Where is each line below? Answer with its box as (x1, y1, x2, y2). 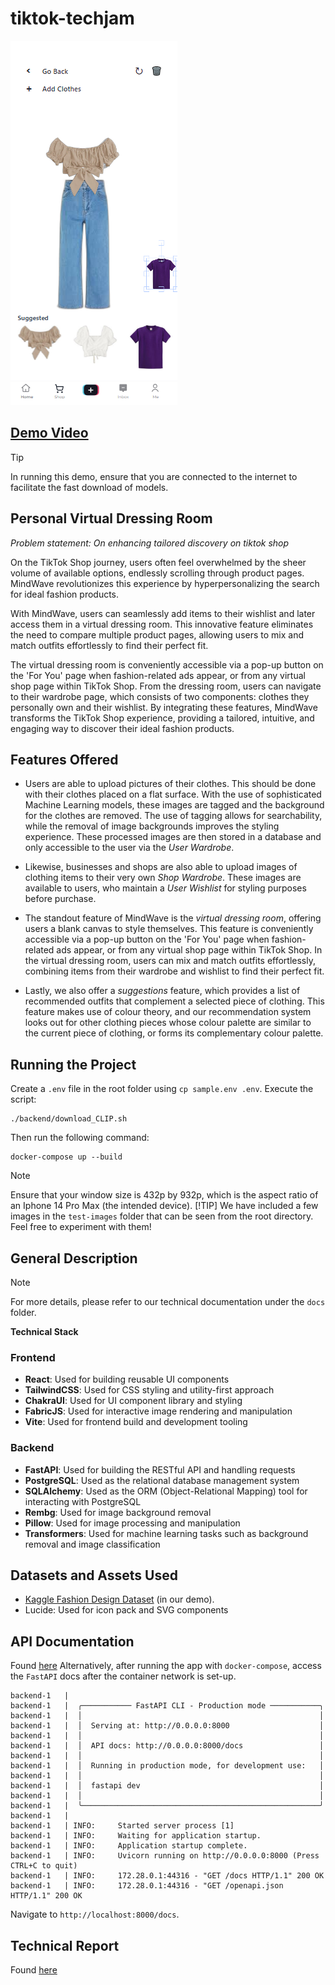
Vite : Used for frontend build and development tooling (24, 1416, 248, 1428)
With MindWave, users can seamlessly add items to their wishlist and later (10, 607, 316, 619)
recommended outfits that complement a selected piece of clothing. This (24, 995, 325, 1007)
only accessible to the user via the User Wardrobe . (24, 842, 235, 854)
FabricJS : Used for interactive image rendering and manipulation (24, 1405, 293, 1417)
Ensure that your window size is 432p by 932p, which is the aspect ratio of (10, 1189, 319, 1201)
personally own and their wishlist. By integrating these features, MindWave (10, 701, 318, 713)
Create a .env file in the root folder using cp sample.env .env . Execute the (10, 1083, 314, 1095)
